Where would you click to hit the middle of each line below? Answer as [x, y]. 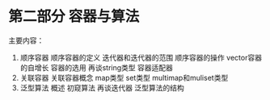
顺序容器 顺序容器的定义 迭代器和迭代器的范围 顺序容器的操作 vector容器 [141, 57]
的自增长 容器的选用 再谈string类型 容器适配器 [97, 67]
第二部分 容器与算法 [74, 17]
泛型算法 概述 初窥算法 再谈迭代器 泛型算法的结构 [102, 87]
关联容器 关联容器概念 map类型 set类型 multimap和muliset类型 [124, 77]
